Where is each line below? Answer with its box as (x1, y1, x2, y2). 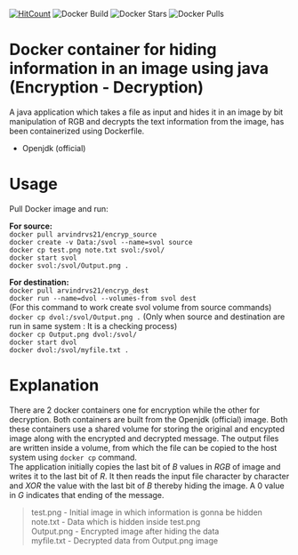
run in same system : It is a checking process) (9, 320, 178, 331)
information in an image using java (9, 59, 270, 79)
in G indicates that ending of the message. (9, 489, 165, 500)
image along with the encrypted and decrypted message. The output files (9, 432, 279, 444)
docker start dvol (9, 338, 77, 347)
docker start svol (9, 253, 77, 262)
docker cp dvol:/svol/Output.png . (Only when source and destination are (9, 311, 286, 322)
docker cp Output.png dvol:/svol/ (9, 330, 138, 339)
